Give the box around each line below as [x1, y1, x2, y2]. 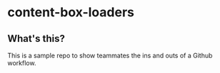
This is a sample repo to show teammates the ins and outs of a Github [7, 51, 213, 60]
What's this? [7, 33, 66, 45]
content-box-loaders [7, 4, 134, 21]
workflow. [7, 59, 36, 67]
